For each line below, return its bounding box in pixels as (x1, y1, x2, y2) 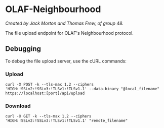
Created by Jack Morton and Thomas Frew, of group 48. (5, 20, 124, 26)
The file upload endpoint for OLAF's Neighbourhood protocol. (5, 30, 134, 36)
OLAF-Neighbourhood (5, 4, 101, 15)
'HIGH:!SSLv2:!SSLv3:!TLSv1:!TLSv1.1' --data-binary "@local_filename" (5, 87, 159, 92)
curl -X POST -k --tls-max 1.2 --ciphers (5, 82, 94, 87)
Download (5, 102, 31, 109)
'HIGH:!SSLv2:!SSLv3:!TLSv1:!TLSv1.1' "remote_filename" (5, 118, 128, 123)
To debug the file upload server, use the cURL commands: (5, 58, 127, 64)
